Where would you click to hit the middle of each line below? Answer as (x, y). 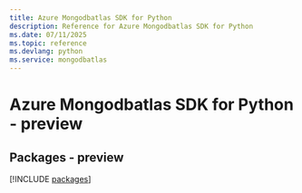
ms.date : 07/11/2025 (49, 34)
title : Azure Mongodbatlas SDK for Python (91, 18)
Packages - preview (67, 157)
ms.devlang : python (46, 52)
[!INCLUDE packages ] (50, 179)
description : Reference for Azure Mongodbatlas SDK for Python (132, 26)
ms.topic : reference (49, 43)
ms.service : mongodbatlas (58, 60)
